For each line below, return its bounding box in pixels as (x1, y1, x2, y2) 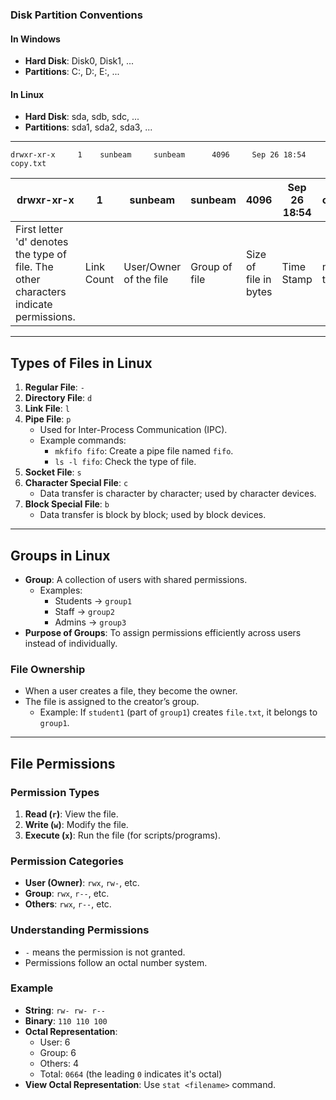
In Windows (10, 33, 61, 45)
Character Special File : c (24, 477, 129, 489)
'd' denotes (15, 235, 69, 249)
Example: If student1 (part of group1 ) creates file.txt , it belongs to (39, 706, 318, 718)
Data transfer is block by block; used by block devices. (39, 509, 267, 521)
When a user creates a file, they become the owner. (24, 685, 238, 697)
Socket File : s (24, 466, 82, 478)
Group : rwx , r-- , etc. (24, 888, 110, 900)
